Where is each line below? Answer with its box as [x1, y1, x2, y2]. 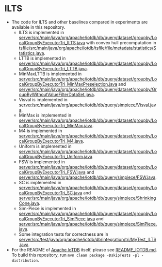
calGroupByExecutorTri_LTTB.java [18, 65, 87, 71]
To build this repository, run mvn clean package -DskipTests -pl [11, 252, 140, 258]
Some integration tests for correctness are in [18, 231, 109, 237]
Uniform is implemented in [18, 143, 72, 149]
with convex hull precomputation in [86, 39, 156, 45]
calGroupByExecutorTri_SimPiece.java [18, 215, 95, 222]
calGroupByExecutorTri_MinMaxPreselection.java [18, 81, 117, 87]
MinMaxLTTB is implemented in [18, 71, 82, 76]
